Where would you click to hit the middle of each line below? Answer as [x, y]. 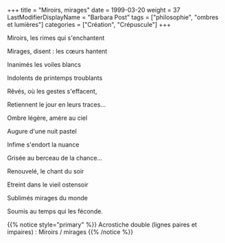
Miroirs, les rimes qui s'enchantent [56, 38]
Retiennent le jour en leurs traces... [57, 105]
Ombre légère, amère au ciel [47, 118]
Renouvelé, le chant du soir [46, 171]
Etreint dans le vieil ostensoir [48, 184]
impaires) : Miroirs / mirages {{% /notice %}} [70, 232]
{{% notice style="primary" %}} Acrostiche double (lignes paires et [102, 224]
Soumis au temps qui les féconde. [55, 211]
